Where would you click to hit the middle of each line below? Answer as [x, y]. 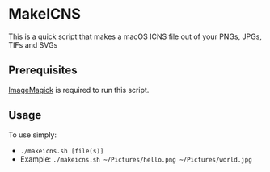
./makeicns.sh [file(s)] [62, 151]
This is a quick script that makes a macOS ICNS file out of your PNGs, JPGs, [135, 36]
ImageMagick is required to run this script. [79, 90]
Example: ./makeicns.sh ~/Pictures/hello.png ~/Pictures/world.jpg [136, 159]
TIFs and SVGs [33, 44]
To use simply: [33, 135]
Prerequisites [43, 71]
